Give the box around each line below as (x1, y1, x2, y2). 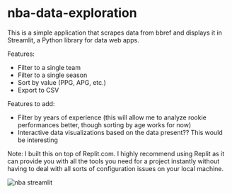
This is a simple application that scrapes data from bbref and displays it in (7, 28, 223, 37)
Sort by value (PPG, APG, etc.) (17, 78, 106, 86)
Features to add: (7, 99, 55, 107)
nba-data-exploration (7, 5, 137, 21)
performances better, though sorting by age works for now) (17, 120, 192, 129)
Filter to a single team (17, 63, 81, 71)
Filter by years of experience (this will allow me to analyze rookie (17, 113, 207, 122)
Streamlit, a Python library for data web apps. (7, 35, 139, 44)
